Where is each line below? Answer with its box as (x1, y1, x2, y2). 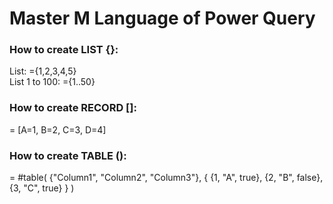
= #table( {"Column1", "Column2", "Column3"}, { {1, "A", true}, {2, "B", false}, (9, 172, 324, 184)
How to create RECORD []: (9, 101, 137, 115)
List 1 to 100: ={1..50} (9, 76, 96, 88)
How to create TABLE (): (9, 148, 127, 162)
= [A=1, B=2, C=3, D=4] (9, 123, 107, 136)
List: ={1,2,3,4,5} (9, 65, 77, 77)
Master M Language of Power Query (9, 7, 316, 30)
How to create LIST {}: (9, 43, 119, 57)
